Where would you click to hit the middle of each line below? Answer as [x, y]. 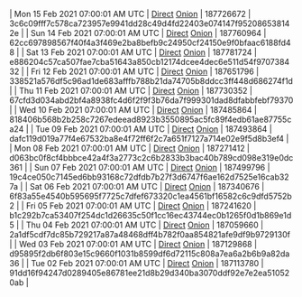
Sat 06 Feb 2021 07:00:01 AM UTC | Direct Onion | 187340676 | [147, 186]
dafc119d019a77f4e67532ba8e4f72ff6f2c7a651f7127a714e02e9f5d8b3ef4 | [149, 139]
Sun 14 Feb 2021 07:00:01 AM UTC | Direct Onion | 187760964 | [148, 33]
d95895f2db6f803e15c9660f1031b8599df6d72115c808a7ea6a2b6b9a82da [150, 254]
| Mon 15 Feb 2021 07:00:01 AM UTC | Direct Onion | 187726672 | [130, 14]
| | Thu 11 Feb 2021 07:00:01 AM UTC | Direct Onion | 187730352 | [131, 91]
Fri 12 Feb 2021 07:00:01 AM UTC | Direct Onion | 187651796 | [145, 71]
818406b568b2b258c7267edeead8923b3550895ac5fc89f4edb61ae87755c [151, 119]
